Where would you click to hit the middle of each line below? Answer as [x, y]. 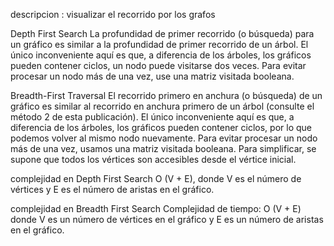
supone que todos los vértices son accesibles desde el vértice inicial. [153, 159]
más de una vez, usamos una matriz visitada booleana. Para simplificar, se [163, 148]
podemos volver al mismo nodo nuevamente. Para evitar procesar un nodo [164, 138]
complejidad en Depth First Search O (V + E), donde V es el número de [156, 178]
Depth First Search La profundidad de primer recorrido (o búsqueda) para [162, 33]
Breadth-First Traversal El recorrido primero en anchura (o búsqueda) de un [166, 95]
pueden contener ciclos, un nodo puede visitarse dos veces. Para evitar [158, 65]
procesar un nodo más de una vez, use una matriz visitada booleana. [152, 76]
